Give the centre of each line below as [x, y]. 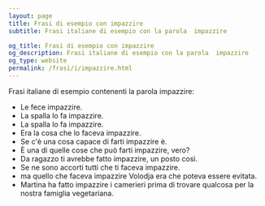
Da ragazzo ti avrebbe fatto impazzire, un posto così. [109, 158]
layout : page [30, 16]
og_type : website [38, 61]
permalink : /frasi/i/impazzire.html [70, 69]
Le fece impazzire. [51, 107]
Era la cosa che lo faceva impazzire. [80, 133]
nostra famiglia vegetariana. [67, 193]
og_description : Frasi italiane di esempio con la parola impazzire [129, 54]
